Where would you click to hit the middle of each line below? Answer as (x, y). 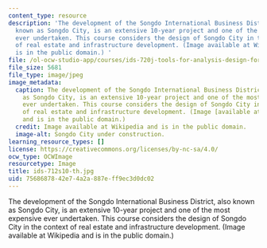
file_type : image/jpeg (46, 75)
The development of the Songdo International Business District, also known (132, 201)
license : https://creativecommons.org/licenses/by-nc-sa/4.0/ (113, 149)
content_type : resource (48, 16)
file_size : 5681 (35, 68)
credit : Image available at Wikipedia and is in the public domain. (131, 127)
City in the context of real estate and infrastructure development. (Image (127, 226)
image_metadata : (35, 82)
